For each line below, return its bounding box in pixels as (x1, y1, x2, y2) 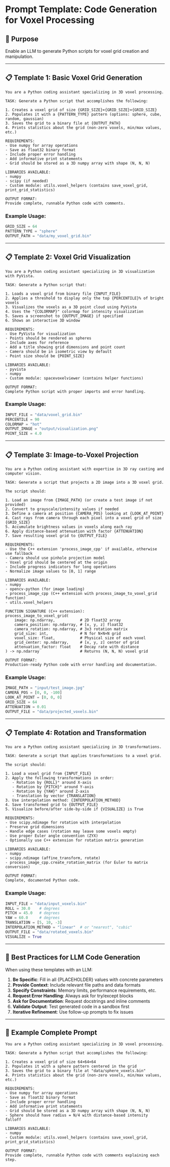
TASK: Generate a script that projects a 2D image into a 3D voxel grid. (5, 480, 164, 485)
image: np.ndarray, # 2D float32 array (14, 618, 121, 623)
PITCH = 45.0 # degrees (5, 910, 60, 916)
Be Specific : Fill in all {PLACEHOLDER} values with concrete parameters (12, 976, 163, 983)
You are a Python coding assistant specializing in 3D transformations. (5, 744, 162, 750)
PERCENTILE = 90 (5, 417, 39, 422)
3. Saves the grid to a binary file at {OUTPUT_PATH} (5, 120, 121, 125)
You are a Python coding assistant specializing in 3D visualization (5, 269, 155, 274)
